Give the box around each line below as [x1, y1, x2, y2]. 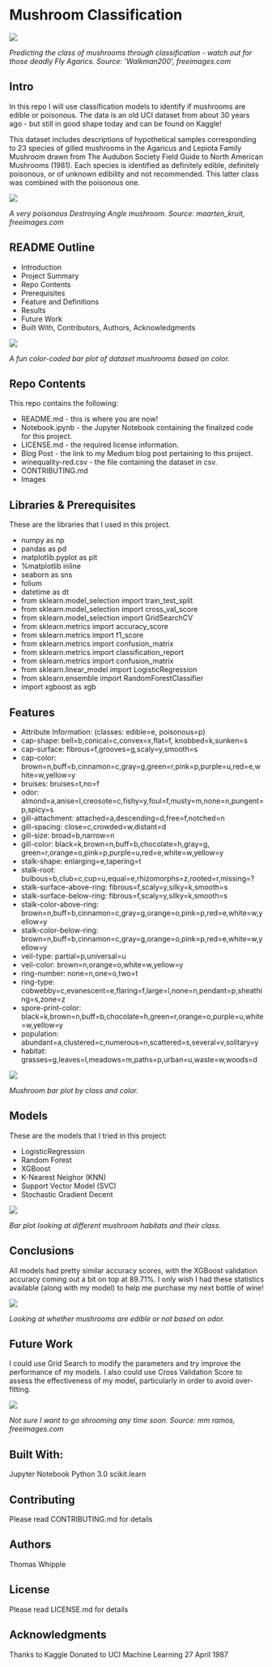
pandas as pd [20, 544, 67, 554]
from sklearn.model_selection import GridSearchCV [20, 613, 193, 622]
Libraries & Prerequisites [9, 498, 136, 512]
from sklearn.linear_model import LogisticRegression [20, 665, 198, 674]
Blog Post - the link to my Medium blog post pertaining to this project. [20, 449, 253, 459]
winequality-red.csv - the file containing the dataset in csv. [20, 457, 218, 467]
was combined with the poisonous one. [9, 177, 141, 187]
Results [20, 305, 46, 315]
